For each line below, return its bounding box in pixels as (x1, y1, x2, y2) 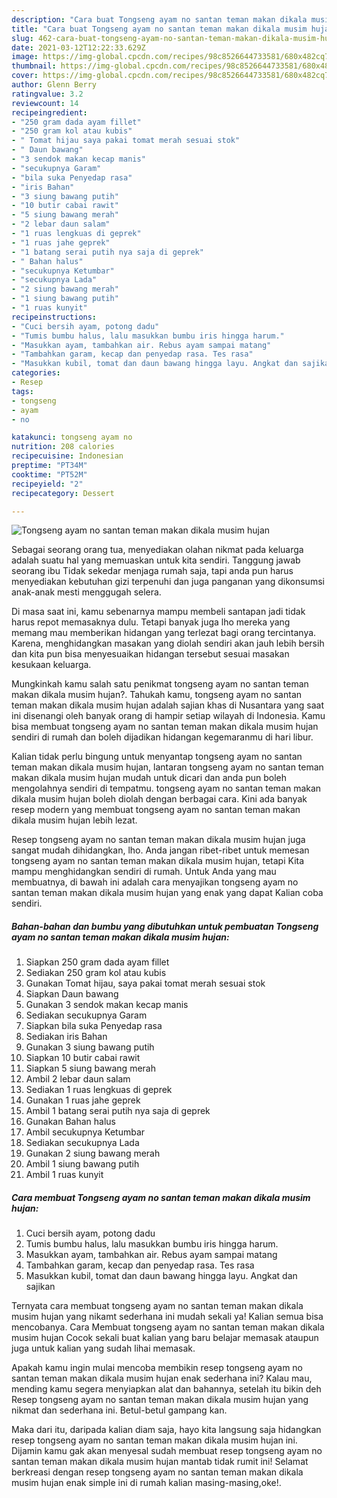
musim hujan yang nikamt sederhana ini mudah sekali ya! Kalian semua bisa (11, 1311, 324, 1323)
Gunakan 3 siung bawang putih (25, 1041, 155, 1053)
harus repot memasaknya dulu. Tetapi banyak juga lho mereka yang (11, 616, 291, 628)
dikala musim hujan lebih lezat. (11, 814, 138, 826)
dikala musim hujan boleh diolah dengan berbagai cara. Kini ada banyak (11, 793, 308, 805)
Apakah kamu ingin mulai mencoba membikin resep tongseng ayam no (11, 1362, 304, 1374)
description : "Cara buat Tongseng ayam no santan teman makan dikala (11, 14, 308, 25)
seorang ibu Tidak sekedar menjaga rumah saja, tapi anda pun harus (11, 565, 294, 577)
